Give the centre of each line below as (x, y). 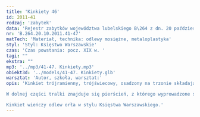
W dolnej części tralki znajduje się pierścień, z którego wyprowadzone (98, 94)
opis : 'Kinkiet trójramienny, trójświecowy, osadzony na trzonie (89, 84)
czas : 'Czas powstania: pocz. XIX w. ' (56, 50)
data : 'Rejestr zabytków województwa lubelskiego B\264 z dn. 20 (89, 28)
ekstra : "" (20, 61)
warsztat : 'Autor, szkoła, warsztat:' (54, 78)
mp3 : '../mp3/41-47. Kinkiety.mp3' (50, 67)
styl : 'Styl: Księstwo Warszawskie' (51, 45)
